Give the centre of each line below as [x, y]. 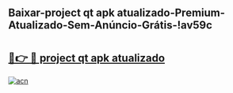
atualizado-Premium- [171, 13]
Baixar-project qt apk [61, 13]
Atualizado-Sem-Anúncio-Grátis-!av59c [110, 26]
